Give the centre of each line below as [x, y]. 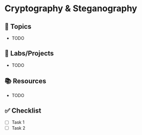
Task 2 [18, 128]
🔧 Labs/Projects [29, 53]
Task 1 [18, 122]
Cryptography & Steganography [71, 9]
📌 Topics [18, 27]
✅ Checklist [23, 111]
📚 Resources [25, 81]
